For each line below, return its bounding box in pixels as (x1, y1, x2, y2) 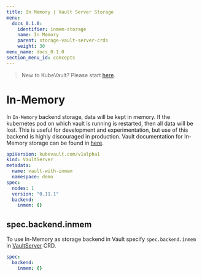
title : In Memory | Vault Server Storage (6, 9, 114, 15)
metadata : (6, 162, 32, 169)
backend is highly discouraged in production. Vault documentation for (6, 132, 183, 140)
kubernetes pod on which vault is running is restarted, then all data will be (6, 120, 193, 127)
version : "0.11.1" (12, 191, 60, 197)
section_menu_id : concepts (6, 55, 76, 61)
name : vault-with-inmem (12, 168, 72, 175)
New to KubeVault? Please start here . (21, 71, 115, 78)
